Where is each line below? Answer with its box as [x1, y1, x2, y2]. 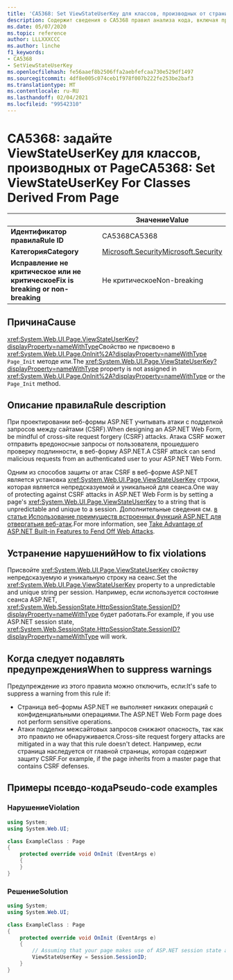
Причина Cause [7, 316, 76, 328]
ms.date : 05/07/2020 [7, 23, 67, 30]
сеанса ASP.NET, [7, 595, 58, 604]
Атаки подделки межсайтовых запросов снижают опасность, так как [17, 725, 224, 734]
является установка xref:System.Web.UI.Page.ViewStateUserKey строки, [7, 476, 221, 484]
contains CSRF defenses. [17, 762, 90, 771]
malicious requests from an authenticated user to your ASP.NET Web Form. [7, 455, 223, 463]
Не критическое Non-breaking [101, 275, 203, 285]
